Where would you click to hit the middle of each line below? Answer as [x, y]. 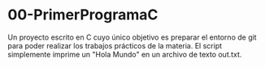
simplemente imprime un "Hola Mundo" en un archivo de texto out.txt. [125, 54]
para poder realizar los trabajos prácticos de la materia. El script [115, 45]
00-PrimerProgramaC [83, 15]
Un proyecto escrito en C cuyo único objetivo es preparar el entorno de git [132, 37]
